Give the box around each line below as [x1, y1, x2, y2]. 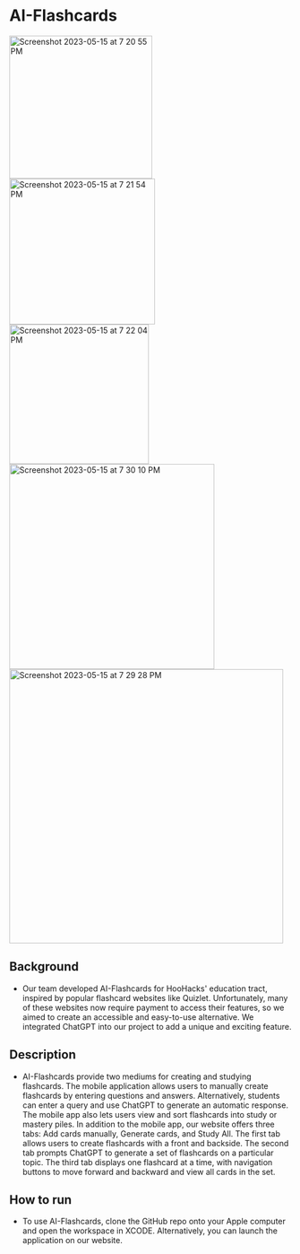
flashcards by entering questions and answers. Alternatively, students [21, 1090, 280, 1101]
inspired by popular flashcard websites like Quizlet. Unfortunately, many [21, 992, 288, 1003]
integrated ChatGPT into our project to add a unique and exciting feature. [21, 1021, 293, 1032]
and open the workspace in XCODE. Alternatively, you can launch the [21, 1225, 278, 1236]
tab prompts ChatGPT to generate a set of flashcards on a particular [21, 1147, 275, 1158]
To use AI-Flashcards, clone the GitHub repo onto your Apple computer [21, 1216, 287, 1227]
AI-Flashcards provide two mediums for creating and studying [21, 1071, 252, 1082]
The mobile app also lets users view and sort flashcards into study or [21, 1109, 278, 1119]
